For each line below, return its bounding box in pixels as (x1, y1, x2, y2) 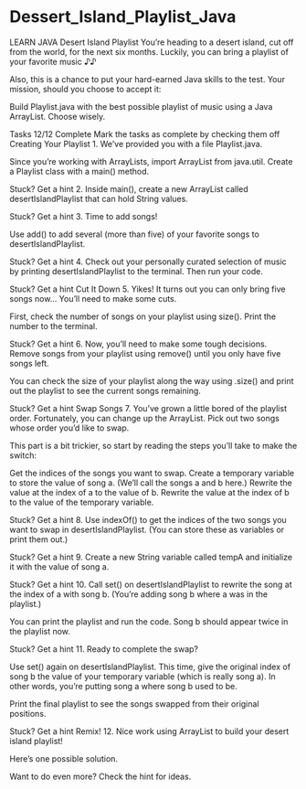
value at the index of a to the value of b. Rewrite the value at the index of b (9, 486, 290, 497)
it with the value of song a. (9, 560, 110, 572)
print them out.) (9, 533, 69, 545)
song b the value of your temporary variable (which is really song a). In (9, 670, 276, 682)
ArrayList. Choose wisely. (9, 111, 106, 122)
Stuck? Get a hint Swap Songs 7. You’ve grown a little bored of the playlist (9, 402, 288, 413)
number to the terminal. (9, 320, 98, 331)
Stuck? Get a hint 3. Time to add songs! (9, 210, 158, 221)
